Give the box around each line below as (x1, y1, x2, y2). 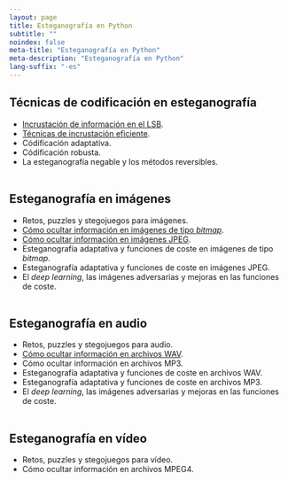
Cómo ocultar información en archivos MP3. (21, 358, 183, 369)
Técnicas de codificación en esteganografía (9, 95, 257, 111)
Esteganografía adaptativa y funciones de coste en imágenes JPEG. (21, 262, 270, 273)
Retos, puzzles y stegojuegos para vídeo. (21, 454, 174, 465)
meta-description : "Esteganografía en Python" (9, 54, 184, 63)
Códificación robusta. (21, 147, 102, 158)
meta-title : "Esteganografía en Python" (9, 46, 161, 55)
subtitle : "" (9, 29, 58, 38)
